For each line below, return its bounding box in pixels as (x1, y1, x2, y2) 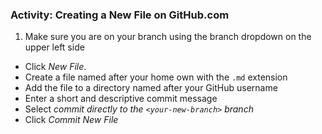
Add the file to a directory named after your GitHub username (24, 82, 278, 94)
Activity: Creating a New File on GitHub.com (10, 8, 230, 22)
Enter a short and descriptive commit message (24, 93, 218, 105)
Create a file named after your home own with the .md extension (24, 71, 288, 83)
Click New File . (24, 61, 87, 73)
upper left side (24, 41, 85, 53)
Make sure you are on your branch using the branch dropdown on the (24, 31, 312, 43)
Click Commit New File (24, 114, 119, 126)
